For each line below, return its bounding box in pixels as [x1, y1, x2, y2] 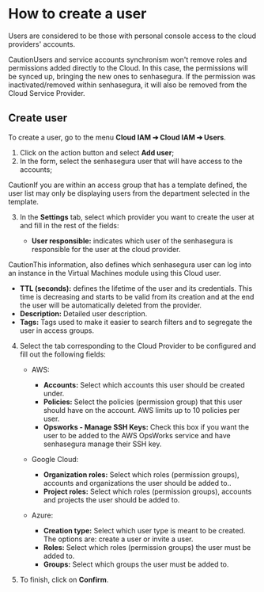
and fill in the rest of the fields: [19, 220, 119, 230]
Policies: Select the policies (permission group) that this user [43, 397, 243, 407]
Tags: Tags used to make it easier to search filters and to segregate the [19, 317, 253, 327]
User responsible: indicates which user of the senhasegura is [31, 235, 233, 246]
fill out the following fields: [19, 349, 107, 359]
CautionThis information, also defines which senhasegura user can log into [8, 259, 252, 269]
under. [43, 388, 65, 398]
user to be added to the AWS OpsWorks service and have [43, 430, 231, 440]
